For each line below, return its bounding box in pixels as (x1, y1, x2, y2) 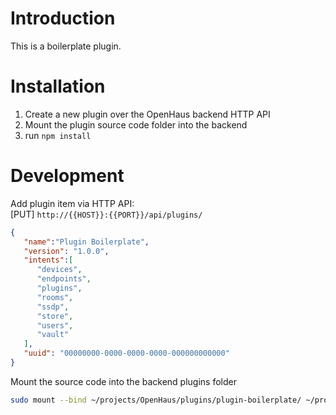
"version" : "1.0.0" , (23, 246, 110, 256)
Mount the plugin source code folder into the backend (24, 118, 248, 131)
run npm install (24, 129, 92, 141)
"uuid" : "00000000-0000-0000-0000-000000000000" (23, 348, 230, 359)
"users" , (36, 320, 74, 331)
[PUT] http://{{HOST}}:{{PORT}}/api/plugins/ (10, 208, 203, 220)
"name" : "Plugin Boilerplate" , (23, 237, 150, 247)
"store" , (36, 311, 74, 321)
